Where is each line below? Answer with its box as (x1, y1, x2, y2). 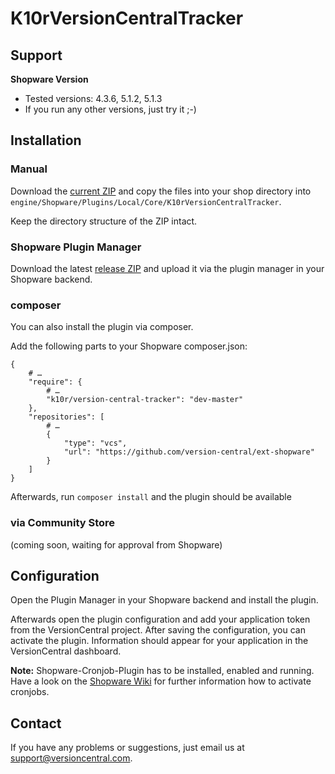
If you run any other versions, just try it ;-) (24, 103, 197, 115)
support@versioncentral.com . (10, 752, 133, 764)
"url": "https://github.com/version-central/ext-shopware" (63, 447, 315, 457)
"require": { (28, 377, 83, 387)
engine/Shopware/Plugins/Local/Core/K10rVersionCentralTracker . (10, 195, 282, 207)
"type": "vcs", (63, 438, 128, 449)
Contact (10, 715, 62, 732)
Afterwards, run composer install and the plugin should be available (10, 491, 292, 503)
